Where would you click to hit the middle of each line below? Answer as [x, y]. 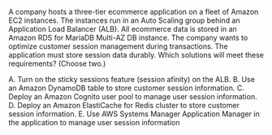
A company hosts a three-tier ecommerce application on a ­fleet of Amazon [134, 12]
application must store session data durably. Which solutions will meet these [136, 55]
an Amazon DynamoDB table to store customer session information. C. [127, 88]
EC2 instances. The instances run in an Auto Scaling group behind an [125, 20]
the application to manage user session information [94, 122]
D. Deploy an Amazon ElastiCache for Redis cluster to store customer [124, 105]
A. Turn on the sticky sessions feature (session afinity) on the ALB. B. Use [132, 79]
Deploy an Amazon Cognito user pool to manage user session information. [133, 96]
